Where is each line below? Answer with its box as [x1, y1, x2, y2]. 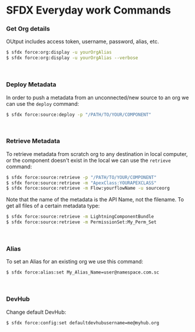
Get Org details [6, 25, 50, 33]
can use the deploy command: [6, 100, 80, 107]
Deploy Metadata [6, 80, 57, 89]
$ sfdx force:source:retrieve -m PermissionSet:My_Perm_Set [6, 219, 157, 225]
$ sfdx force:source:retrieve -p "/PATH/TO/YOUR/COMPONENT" [6, 174, 157, 180]
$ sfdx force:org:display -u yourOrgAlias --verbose [6, 55, 138, 61]
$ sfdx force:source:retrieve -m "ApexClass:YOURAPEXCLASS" [6, 180, 157, 186]
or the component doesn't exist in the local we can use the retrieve [6, 157, 171, 164]
